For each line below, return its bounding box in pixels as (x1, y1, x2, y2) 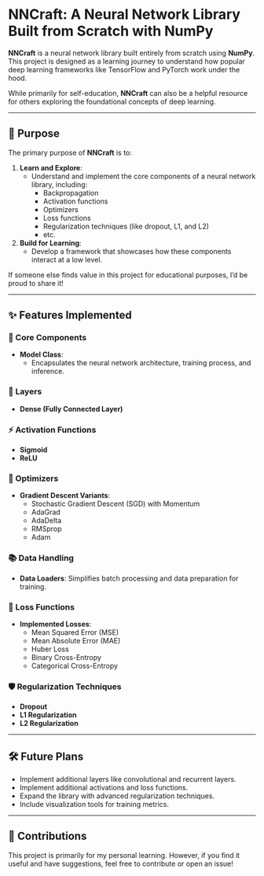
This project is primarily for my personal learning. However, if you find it (8, 850, 240, 860)
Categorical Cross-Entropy (31, 661, 119, 670)
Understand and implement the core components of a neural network (31, 171, 256, 181)
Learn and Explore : (19, 163, 82, 172)
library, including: (31, 179, 88, 189)
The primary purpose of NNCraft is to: (8, 148, 132, 157)
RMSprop (31, 524, 62, 533)
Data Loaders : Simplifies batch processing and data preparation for (19, 574, 239, 583)
